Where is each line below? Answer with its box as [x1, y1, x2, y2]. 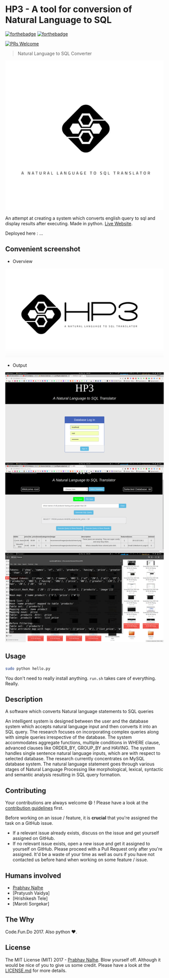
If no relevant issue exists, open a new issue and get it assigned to [12, 840, 150, 847]
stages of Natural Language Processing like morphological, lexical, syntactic [5, 766, 163, 772]
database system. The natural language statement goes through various [5, 761, 155, 767]
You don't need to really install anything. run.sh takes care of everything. [5, 675, 156, 681]
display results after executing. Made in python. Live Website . [5, 221, 133, 227]
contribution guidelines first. [5, 805, 64, 811]
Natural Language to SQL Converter [17, 50, 92, 56]
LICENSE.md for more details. [5, 967, 67, 973]
